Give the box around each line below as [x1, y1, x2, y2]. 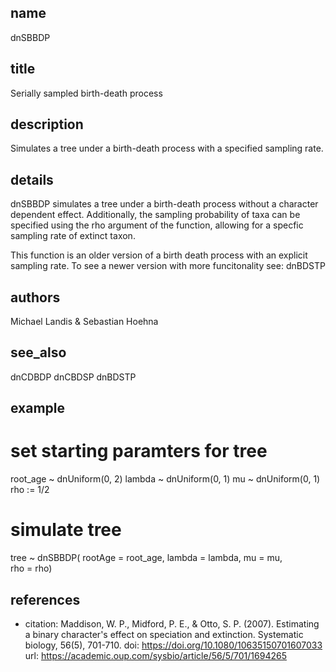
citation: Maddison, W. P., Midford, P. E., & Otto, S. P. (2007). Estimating [24, 617, 320, 630]
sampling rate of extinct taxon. [10, 230, 136, 242]
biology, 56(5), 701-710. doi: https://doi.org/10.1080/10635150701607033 [24, 639, 323, 651]
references [10, 591, 81, 608]
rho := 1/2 [10, 484, 50, 496]
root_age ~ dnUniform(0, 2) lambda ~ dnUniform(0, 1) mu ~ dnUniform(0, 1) [10, 473, 321, 485]
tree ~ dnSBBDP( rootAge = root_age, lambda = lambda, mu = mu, [10, 552, 283, 564]
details [10, 171, 54, 188]
